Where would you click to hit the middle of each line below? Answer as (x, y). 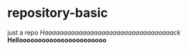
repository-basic (58, 13)
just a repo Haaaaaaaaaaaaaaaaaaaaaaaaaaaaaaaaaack (94, 32)
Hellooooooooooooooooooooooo (57, 39)
